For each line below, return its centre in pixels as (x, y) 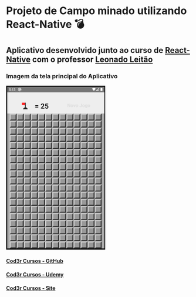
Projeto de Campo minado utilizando (97, 11)
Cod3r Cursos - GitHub (35, 261)
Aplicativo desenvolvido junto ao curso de (85, 50)
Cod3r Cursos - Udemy (35, 275)
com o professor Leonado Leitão (92, 59)
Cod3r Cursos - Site (31, 288)
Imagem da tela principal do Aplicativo (62, 76)
